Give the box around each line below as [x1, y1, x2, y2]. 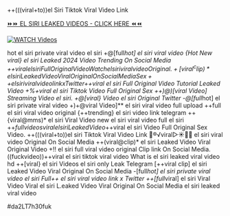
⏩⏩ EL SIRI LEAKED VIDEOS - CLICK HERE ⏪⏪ [7, 20, 143, 28]
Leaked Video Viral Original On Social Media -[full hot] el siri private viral [7, 166, 211, 175]
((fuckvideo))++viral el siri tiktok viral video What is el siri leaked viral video [7, 152, 220, 160]
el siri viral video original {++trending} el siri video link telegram [7, 108, 187, 116]
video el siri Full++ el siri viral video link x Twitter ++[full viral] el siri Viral [7, 174, 211, 182]
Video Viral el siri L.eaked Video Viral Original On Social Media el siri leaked [7, 182, 220, 190]
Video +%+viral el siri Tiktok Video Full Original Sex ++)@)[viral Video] [7, 86, 207, 95]
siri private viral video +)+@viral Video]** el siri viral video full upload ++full [7, 101, 222, 109]
